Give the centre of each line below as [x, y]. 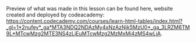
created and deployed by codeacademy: [55, 15]
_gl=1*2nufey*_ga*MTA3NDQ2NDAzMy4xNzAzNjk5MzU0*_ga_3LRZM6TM [98, 27]
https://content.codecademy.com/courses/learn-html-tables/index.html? [94, 21]
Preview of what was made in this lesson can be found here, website [89, 9]
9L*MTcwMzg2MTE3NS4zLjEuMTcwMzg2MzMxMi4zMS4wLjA [84, 34]
